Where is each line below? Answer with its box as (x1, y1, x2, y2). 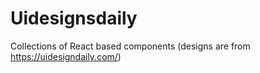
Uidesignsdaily (10, 7, 138, 30)
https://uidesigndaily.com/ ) (10, 50, 122, 62)
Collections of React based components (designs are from (10, 40, 251, 52)
